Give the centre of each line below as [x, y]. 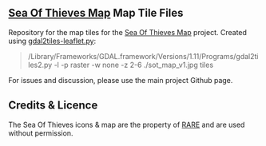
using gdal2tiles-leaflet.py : [52, 41]
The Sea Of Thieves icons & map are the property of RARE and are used [127, 124]
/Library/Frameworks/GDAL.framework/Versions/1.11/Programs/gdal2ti [143, 56]
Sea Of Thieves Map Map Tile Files [96, 13]
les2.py [40, 65]
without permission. [41, 133]
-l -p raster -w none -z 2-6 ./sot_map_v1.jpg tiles [134, 65]
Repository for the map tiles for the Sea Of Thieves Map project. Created [128, 32]
